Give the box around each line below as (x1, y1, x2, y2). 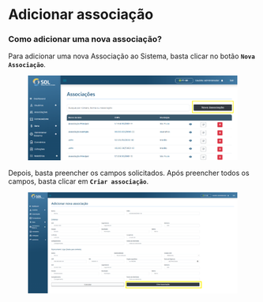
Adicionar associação (8, 6, 154, 24)
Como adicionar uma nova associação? (8, 34, 162, 45)
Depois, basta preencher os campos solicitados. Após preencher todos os (8, 168, 250, 177)
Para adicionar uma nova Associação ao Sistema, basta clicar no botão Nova (8, 51, 255, 61)
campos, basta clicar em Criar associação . (8, 176, 148, 186)
